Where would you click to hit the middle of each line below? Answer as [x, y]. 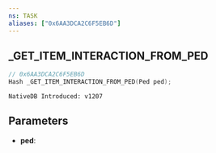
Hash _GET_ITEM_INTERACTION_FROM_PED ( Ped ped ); [90, 82]
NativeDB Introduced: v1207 [56, 97]
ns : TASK [23, 16]
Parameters [38, 121]
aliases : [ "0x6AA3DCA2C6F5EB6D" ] [65, 23]
